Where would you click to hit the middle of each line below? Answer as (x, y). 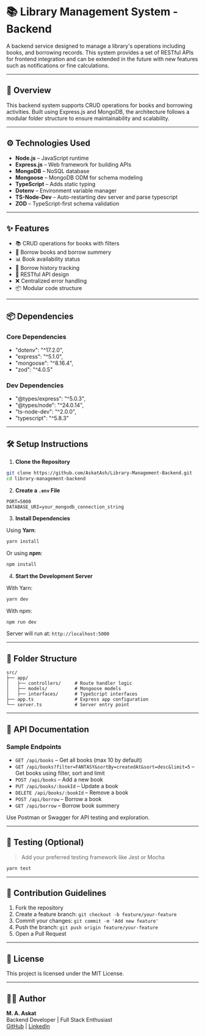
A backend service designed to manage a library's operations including (96, 46)
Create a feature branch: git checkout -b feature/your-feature (96, 914)
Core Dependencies (37, 337)
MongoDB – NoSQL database (52, 171)
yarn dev (17, 599)
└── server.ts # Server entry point (68, 705)
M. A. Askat (21, 1013)
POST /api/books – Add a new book (59, 779)
